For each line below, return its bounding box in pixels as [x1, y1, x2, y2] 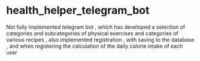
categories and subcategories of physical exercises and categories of [6, 29, 178, 36]
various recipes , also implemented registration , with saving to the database [6, 36, 195, 43]
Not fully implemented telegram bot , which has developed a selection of [6, 23, 186, 30]
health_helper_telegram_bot [6, 4, 150, 17]
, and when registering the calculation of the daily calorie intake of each [6, 42, 183, 50]
